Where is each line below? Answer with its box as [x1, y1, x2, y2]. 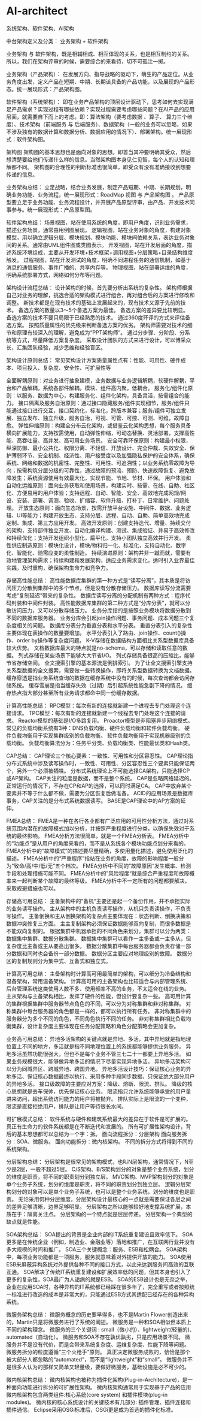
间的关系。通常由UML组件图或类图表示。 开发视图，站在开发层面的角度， [6, 241, 187, 248]
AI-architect [6, 4, 68, 18]
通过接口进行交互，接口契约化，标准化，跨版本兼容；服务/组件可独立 [11, 406, 181, 414]
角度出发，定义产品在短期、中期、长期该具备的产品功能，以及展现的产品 [11, 78, 190, 85]
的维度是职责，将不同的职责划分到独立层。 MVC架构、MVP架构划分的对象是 [6, 1173, 194, 1180]
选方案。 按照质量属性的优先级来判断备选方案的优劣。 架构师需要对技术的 [6, 321, 187, 328]
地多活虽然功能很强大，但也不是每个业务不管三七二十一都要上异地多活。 [6, 1050, 184, 1057]
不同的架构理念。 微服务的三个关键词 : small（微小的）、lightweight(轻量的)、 [6, 1326, 195, 1333]
